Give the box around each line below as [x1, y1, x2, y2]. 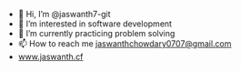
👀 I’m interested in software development [17, 18, 173, 29]
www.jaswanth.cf [17, 51, 84, 62]
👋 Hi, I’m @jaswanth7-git [17, 9, 111, 19]
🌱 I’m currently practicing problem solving [17, 28, 176, 38]
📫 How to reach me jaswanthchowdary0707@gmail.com [17, 38, 232, 49]
